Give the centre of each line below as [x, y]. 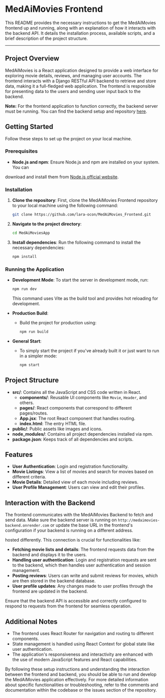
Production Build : [30, 313]
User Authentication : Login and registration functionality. [70, 467]
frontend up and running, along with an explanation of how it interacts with [81, 28]
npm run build [34, 332]
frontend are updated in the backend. [50, 591]
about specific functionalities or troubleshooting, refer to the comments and [82, 685]
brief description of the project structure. [46, 38]
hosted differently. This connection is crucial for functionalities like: [73, 540]
